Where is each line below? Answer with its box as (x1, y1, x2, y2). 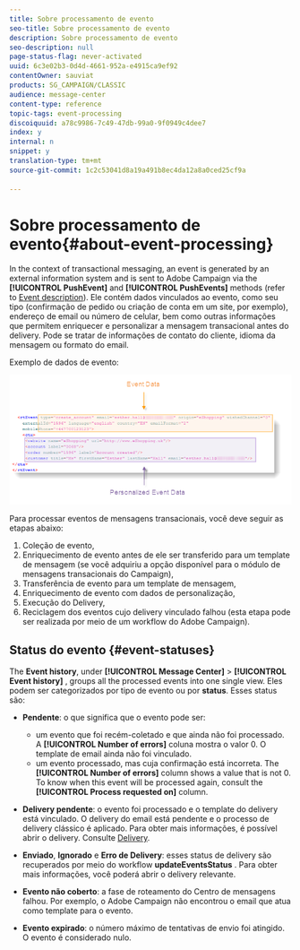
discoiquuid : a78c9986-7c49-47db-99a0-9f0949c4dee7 (9, 118, 206, 127)
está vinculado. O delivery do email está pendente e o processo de (21, 814, 270, 825)
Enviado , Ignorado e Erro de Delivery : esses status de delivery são (21, 850, 271, 860)
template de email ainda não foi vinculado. (35, 748, 193, 759)
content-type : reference (9, 99, 102, 108)
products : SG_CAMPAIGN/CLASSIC (9, 81, 126, 90)
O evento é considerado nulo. (21, 932, 132, 943)
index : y (9, 128, 42, 137)
